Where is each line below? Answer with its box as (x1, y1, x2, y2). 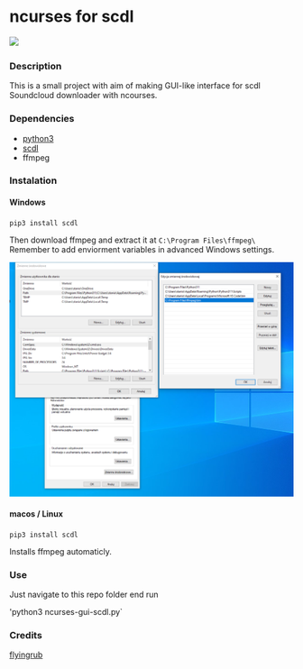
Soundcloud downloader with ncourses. (9, 90, 158, 101)
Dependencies (9, 113, 75, 125)
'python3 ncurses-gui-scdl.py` (9, 607, 124, 618)
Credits (9, 628, 42, 641)
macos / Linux (9, 509, 63, 519)
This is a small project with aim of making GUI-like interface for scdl (9, 80, 262, 91)
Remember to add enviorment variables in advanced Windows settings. (9, 243, 275, 254)
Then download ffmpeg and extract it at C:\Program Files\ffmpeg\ (9, 234, 256, 245)
